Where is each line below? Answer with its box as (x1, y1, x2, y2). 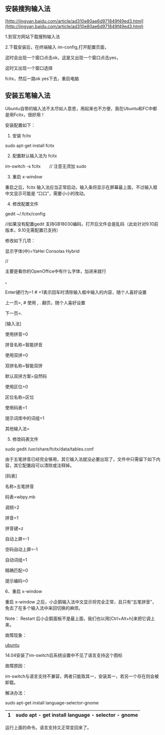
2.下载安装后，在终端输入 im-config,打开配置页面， (5, 44, 109, 50)
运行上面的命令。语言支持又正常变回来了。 (5, 724, 92, 730)
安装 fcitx (12, 132, 32, 138)
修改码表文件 (12, 436, 38, 442)
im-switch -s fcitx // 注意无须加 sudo (5, 163, 87, 169)
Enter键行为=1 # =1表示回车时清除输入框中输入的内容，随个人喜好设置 (5, 289, 147, 295)
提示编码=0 (5, 577, 29, 584)
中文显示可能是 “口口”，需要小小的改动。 (5, 190, 88, 196)
